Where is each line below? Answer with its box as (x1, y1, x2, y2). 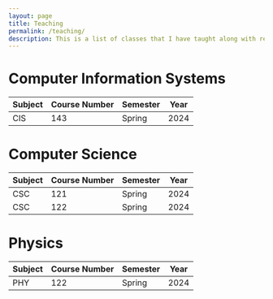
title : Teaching (8, 19, 63, 28)
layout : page (8, 11, 53, 20)
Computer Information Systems (8, 70, 226, 88)
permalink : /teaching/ (8, 27, 85, 35)
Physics (8, 234, 63, 253)
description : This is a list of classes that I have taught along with (8, 34, 256, 43)
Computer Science (8, 145, 137, 163)
